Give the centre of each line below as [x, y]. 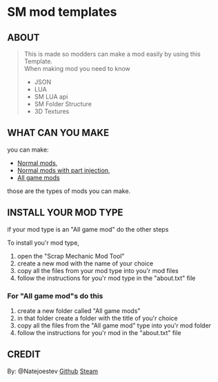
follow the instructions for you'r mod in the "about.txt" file [99, 332]
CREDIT [24, 355]
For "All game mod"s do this [55, 296]
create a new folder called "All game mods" [79, 310]
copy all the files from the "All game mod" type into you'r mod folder [114, 325]
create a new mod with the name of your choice [85, 263]
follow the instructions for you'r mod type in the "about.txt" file [106, 278]
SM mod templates [62, 12]
